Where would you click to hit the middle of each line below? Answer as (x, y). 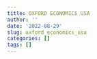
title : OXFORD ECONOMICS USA (48, 13)
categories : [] (29, 39)
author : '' (23, 20)
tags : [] (19, 45)
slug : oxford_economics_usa (47, 32)
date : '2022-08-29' (35, 26)
